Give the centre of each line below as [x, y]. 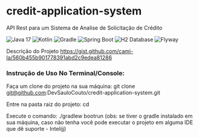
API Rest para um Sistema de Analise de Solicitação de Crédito [84, 28]
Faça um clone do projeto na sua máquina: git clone [71, 86]
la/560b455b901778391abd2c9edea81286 [59, 57]
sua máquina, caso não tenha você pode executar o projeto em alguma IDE [100, 122]
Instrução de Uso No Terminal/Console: [66, 73]
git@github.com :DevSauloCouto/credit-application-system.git [83, 93]
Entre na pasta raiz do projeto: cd [48, 104]
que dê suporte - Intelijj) [36, 129]
